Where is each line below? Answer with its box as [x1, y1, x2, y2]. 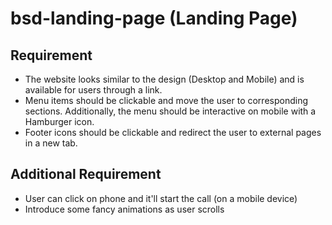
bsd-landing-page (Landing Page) [10, 7, 298, 30]
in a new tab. [24, 137, 78, 149]
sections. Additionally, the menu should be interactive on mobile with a [24, 105, 317, 117]
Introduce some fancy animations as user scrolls [24, 203, 225, 215]
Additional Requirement [10, 166, 162, 183]
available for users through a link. [24, 84, 163, 96]
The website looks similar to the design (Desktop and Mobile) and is [24, 73, 305, 85]
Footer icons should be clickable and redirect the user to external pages [24, 127, 322, 138]
